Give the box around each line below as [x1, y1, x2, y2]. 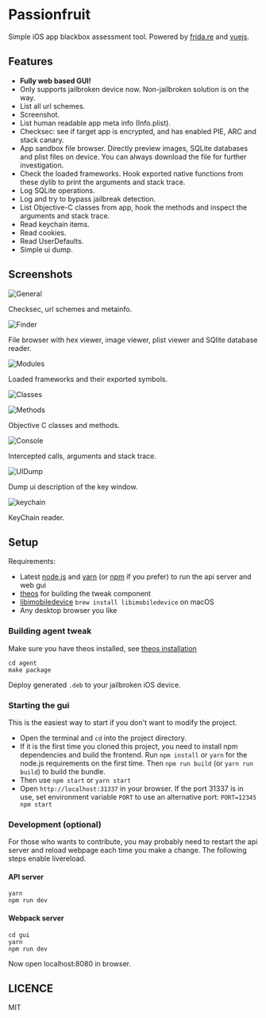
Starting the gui [8, 700, 70, 711]
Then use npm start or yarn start [19, 775, 131, 785]
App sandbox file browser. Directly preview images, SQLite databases [19, 143, 249, 152]
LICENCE [8, 982, 54, 996]
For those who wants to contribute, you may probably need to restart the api [8, 837, 258, 846]
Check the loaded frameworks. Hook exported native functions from [19, 168, 244, 178]
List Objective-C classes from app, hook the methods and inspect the [19, 202, 248, 212]
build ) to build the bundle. [19, 766, 106, 776]
